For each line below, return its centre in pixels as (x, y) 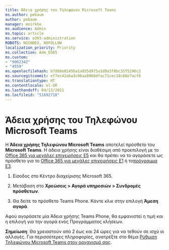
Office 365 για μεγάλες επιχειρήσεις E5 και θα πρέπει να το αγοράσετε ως (84, 156)
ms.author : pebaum (24, 15)
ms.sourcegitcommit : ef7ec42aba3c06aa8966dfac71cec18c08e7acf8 (73, 76)
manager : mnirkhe (23, 24)
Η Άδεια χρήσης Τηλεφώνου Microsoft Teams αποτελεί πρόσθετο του (80, 145)
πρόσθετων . (26, 191)
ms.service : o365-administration (40, 39)
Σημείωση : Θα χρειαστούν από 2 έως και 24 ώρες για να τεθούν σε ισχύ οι (85, 232)
